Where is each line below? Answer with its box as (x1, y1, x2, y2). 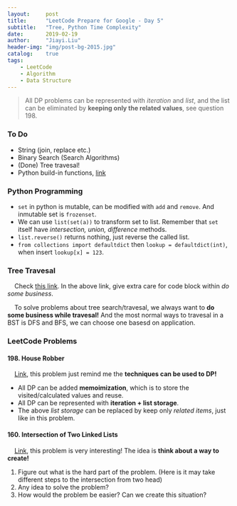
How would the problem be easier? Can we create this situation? (17, 490, 207, 499)
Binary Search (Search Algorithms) (17, 153, 120, 161)
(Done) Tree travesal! (17, 161, 80, 169)
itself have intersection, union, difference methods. (17, 225, 167, 233)
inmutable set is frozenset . (17, 210, 97, 218)
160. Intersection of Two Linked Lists (7, 430, 119, 439)
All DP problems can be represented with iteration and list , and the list (24, 96, 230, 105)
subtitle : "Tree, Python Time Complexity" (7, 24, 142, 31)
